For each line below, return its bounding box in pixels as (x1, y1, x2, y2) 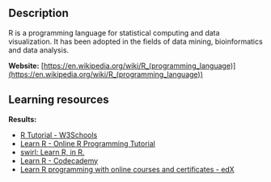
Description (8, 6, 69, 20)
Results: (8, 114, 37, 124)
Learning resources (8, 93, 109, 107)
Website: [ (8, 61, 44, 70)
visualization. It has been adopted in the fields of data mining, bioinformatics (8, 36, 263, 46)
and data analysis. (8, 44, 70, 55)
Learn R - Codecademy (19, 155, 99, 165)
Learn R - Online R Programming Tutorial (19, 138, 155, 148)
